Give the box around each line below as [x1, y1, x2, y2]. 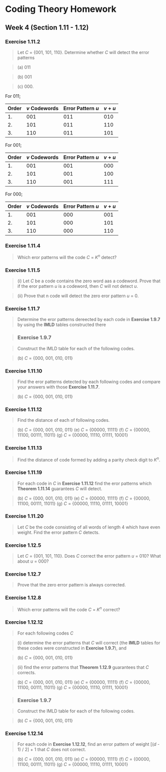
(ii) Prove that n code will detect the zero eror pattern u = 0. [17, 293, 139, 299]
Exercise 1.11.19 [5, 469, 42, 476]
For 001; [5, 142, 22, 148]
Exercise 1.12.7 [5, 571, 41, 578]
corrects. [17, 669, 36, 675]
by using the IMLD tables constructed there [17, 322, 107, 328]
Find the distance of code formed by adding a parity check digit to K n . [17, 455, 161, 462]
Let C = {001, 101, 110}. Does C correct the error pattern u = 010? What [17, 553, 161, 559]
